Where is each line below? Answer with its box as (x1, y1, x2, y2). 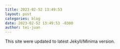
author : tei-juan (5, 25, 41, 30)
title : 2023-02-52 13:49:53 (5, 7, 63, 12)
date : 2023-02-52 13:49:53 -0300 (5, 20, 73, 26)
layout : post (5, 12, 32, 16)
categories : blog (5, 16, 41, 21)
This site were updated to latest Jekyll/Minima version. (5, 38, 115, 44)
